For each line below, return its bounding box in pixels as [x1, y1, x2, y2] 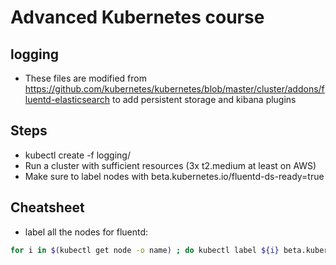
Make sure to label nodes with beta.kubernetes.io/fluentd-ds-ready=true [24, 170, 325, 182]
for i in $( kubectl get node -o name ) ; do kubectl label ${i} [10, 245, 280, 255]
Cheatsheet [10, 199, 85, 216]
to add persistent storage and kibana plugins [111, 94, 297, 105]
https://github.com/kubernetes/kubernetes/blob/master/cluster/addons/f [24, 83, 325, 95]
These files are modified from [24, 72, 147, 84]
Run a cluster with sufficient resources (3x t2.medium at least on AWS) [24, 159, 317, 171]
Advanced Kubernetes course [10, 6, 265, 29]
